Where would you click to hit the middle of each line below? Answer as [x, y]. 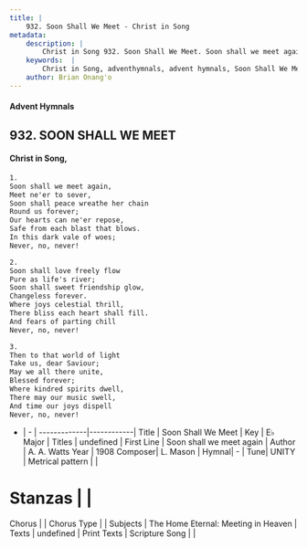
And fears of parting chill [63, 321]
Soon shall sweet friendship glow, [77, 288]
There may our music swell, [63, 397]
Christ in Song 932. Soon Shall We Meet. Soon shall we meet [161, 52]
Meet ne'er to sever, [51, 195]
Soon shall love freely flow [65, 270]
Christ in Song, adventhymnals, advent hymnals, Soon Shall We [165, 69]
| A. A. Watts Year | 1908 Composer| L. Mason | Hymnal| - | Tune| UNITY [159, 451]
